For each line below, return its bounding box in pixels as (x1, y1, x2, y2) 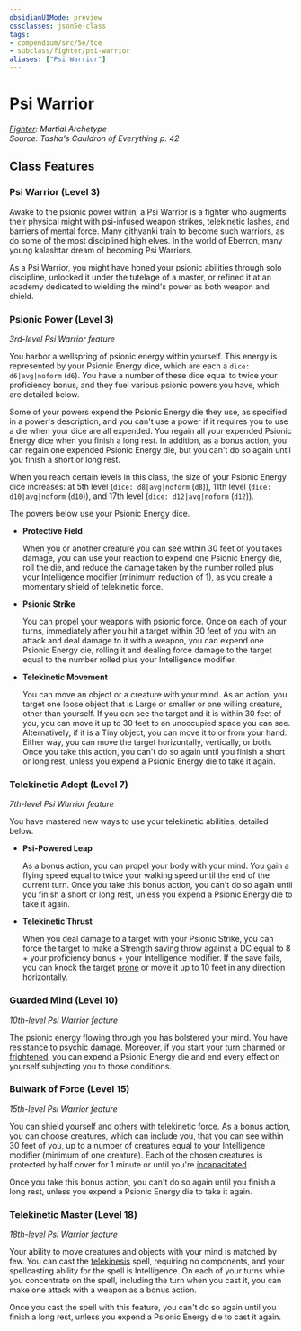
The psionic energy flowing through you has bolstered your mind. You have (9, 1032, 288, 1043)
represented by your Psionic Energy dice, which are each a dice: (9, 360, 250, 371)
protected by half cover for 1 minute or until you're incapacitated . (9, 1158, 250, 1169)
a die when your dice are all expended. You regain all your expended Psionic (9, 425, 292, 436)
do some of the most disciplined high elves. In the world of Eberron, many (9, 235, 283, 245)
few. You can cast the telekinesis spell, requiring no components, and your (9, 1256, 285, 1267)
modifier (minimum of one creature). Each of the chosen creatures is (9, 1149, 263, 1160)
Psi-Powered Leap (22, 843, 93, 854)
